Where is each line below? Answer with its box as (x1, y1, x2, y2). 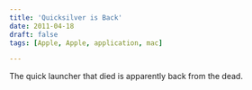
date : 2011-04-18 (9, 22, 75, 31)
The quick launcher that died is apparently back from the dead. (9, 71, 243, 82)
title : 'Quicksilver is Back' (9, 13, 123, 22)
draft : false (9, 30, 58, 39)
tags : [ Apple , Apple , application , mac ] (9, 38, 164, 48)
